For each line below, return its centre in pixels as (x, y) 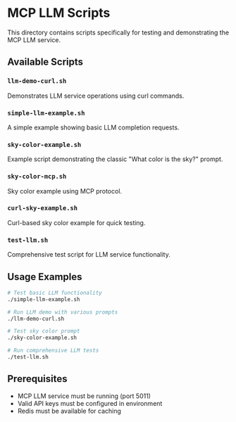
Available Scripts (45, 62)
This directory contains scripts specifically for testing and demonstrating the (118, 32)
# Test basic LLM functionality (55, 293)
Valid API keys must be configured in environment (90, 403)
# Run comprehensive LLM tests (53, 351)
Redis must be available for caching (69, 411)
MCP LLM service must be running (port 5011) (84, 396)
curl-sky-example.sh (43, 208)
